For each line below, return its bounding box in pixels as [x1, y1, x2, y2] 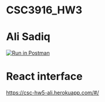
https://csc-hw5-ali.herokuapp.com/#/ [6, 89, 99, 96]
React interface [6, 70, 83, 83]
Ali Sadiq [6, 30, 51, 44]
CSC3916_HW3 [6, 3, 83, 17]
